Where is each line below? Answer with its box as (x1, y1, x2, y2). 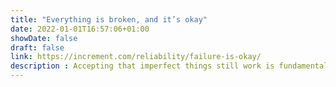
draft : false (10, 42, 65, 53)
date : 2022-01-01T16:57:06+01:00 (10, 24, 150, 34)
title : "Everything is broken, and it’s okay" (10, 14, 208, 25)
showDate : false (10, 33, 78, 43)
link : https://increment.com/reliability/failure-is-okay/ (10, 52, 262, 62)
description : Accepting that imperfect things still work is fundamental (10, 61, 329, 71)
